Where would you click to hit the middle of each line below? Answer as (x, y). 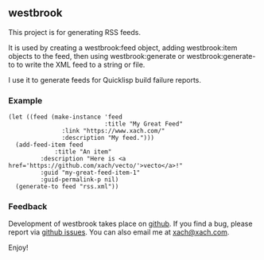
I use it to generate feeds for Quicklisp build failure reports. (105, 80)
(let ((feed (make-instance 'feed (66, 117)
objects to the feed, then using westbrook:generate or (97, 56)
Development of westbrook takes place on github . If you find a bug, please (130, 224)
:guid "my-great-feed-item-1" (90, 173)
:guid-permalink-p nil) (80, 180)
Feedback (28, 207)
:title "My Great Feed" (144, 124)
